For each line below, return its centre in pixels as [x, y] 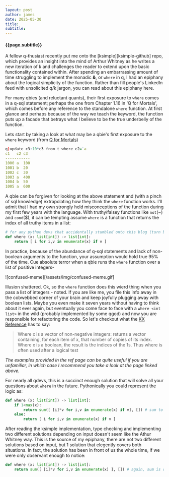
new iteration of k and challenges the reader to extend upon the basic [77, 67]
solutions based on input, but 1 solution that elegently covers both [73, 445]
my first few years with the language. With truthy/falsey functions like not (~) [84, 212]
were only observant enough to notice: [45, 456]
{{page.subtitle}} [24, 45]
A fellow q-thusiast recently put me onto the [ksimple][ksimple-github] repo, [84, 56]
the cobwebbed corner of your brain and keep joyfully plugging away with [82, 297]
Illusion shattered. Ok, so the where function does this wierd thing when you [83, 287]
